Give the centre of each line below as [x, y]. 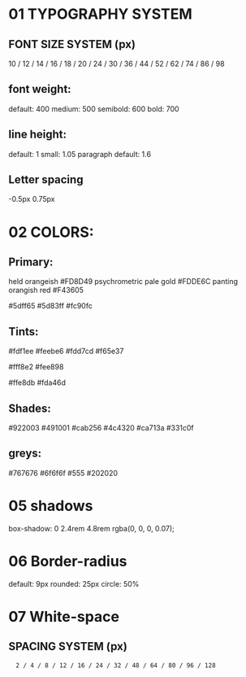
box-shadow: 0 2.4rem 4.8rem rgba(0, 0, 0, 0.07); [91, 528]
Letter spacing [46, 180]
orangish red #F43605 [46, 290]
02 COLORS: [52, 232]
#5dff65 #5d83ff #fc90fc [51, 306]
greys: [25, 454]
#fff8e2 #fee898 [36, 367]
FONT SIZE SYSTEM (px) [72, 44]
